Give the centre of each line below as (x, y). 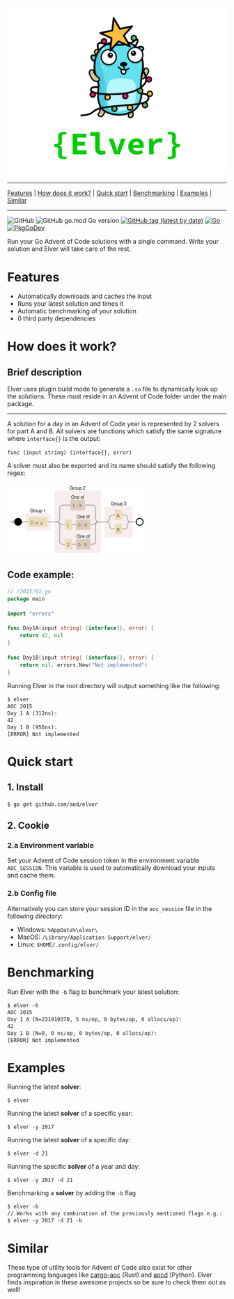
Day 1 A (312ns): (32, 713)
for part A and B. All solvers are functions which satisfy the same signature (115, 431)
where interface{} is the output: (54, 439)
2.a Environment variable (50, 845)
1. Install (25, 787)
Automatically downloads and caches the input (84, 296)
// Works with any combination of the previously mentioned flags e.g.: (115, 1214)
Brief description (45, 372)
